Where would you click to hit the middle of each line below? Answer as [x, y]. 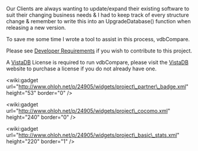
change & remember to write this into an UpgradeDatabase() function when [99, 21]
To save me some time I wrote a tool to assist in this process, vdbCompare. [98, 39]
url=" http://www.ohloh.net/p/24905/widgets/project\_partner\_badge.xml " [98, 87]
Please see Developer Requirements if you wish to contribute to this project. [99, 51]
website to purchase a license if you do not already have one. [81, 69]
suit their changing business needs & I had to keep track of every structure [98, 15]
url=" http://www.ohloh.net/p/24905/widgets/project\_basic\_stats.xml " [93, 135]
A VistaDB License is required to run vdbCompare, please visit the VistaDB [98, 62]
